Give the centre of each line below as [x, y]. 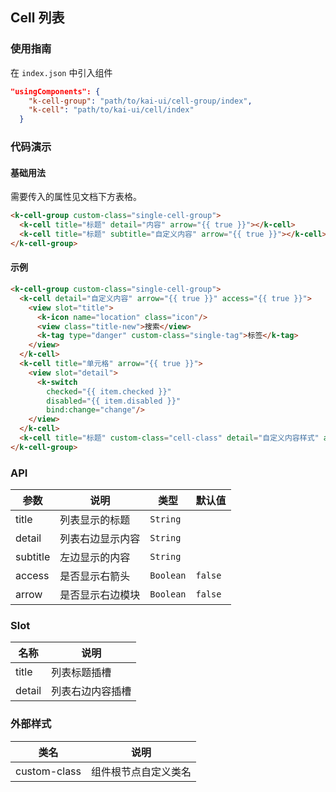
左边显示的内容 [95, 558]
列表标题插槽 [81, 673]
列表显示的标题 [95, 520]
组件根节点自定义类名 [141, 771]
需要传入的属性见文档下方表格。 [76, 197]
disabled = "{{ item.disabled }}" [114, 401]
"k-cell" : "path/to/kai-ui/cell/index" [111, 110]
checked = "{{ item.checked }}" [109, 391]
